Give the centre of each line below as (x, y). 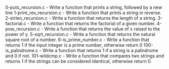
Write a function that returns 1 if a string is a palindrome (100, 50)
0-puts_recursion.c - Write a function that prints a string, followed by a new (84, 7)
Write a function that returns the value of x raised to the (102, 29)
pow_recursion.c (23, 29)
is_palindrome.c (22, 50)
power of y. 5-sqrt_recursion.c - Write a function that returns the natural (80, 34)
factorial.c (16, 23)
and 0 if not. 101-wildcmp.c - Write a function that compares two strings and (85, 56)
